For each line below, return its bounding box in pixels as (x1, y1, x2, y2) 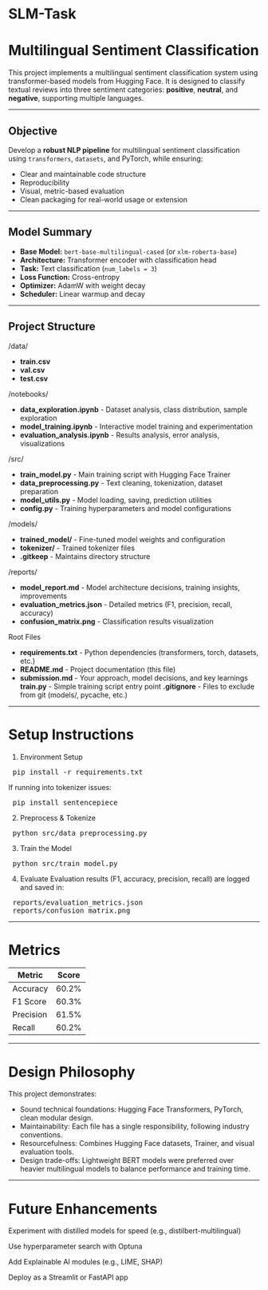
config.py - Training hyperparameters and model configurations (19, 503, 231, 513)
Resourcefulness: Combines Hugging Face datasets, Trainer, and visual (19, 1139, 255, 1148)
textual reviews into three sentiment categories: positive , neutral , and (8, 85, 238, 94)
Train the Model (19, 843, 72, 853)
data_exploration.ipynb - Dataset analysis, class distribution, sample (19, 405, 248, 414)
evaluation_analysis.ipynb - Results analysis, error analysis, (19, 429, 220, 440)
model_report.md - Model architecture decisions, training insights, (19, 582, 241, 592)
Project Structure (8, 320, 96, 333)
